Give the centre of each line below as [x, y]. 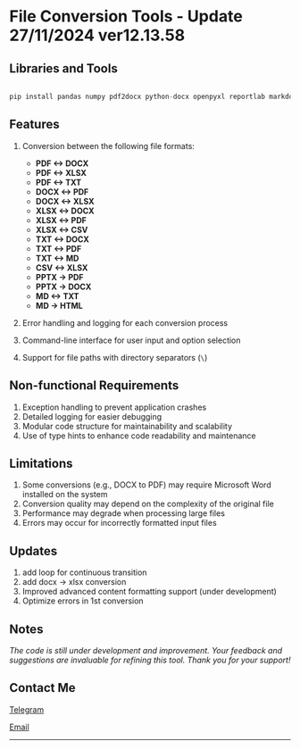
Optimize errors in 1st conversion [83, 601]
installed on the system [65, 495]
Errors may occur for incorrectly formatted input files [119, 523]
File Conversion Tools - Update [126, 17]
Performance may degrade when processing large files [124, 513]
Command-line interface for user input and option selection [131, 340]
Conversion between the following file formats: [108, 146]
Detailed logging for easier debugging [92, 416]
